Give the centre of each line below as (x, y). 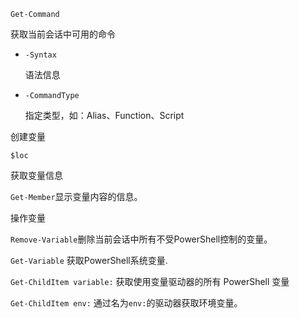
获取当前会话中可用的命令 (63, 34)
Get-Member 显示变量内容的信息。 (76, 196)
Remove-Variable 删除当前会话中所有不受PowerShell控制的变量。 (141, 239)
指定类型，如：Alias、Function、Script (104, 115)
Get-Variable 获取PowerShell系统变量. (89, 260)
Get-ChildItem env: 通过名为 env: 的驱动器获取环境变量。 (126, 303)
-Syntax (40, 55)
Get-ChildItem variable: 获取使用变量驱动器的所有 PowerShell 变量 (150, 281)
